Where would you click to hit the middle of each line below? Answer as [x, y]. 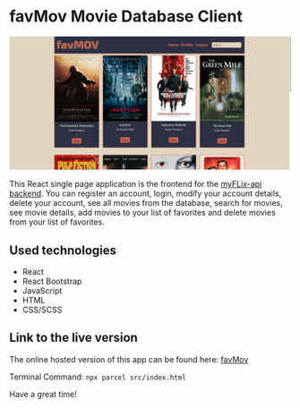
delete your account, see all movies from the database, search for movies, [146, 203]
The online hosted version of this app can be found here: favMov [129, 359]
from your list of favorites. [57, 222]
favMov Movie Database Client [126, 17]
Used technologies [63, 250]
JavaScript [42, 290]
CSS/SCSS [42, 310]
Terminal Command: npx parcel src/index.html [98, 377]
